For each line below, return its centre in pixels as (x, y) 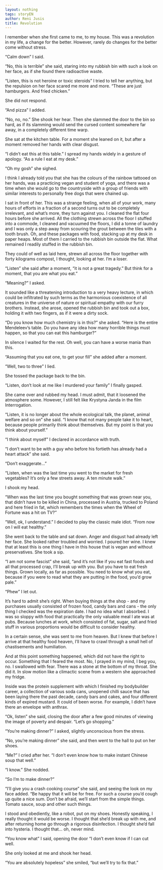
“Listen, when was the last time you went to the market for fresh (69, 473)
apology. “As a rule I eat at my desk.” (42, 159)
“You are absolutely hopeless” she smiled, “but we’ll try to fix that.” (72, 863)
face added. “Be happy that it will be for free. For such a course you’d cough (81, 794)
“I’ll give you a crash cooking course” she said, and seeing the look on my (79, 789)
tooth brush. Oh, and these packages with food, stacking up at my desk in (79, 234)
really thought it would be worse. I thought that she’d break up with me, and (81, 819)
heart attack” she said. (28, 454)
